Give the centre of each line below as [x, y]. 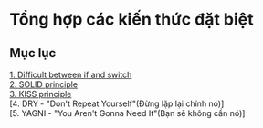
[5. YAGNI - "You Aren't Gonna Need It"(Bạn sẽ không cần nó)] [127, 113]
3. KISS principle [41, 94]
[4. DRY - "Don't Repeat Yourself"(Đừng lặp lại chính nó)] [117, 103]
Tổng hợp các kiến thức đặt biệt [131, 20]
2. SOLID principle [44, 84]
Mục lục [33, 53]
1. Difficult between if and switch [71, 74]
